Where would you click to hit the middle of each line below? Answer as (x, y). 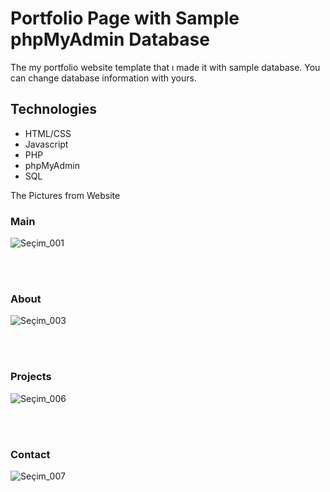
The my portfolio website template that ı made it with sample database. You (165, 67)
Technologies (54, 109)
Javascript (46, 144)
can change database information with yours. (103, 78)
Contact (30, 454)
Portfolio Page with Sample (125, 18)
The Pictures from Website (65, 195)
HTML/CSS (48, 133)
